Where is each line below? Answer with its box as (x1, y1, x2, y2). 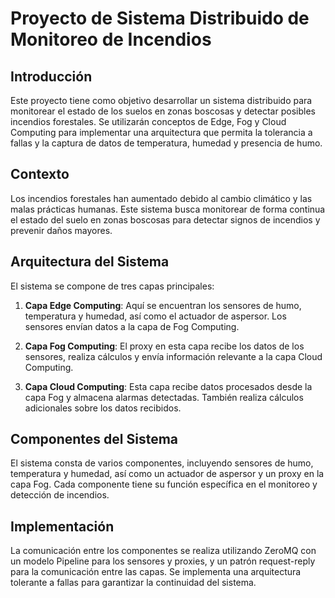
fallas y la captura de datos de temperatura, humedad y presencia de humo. (10, 137, 323, 149)
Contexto (10, 166, 70, 183)
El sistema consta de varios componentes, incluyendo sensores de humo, (10, 457, 314, 469)
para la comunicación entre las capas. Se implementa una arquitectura (10, 566, 302, 578)
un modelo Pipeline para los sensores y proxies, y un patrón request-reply (10, 555, 316, 567)
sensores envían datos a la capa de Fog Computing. (24, 320, 240, 332)
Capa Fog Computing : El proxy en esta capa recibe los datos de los (24, 340, 305, 352)
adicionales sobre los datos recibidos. (24, 402, 182, 414)
